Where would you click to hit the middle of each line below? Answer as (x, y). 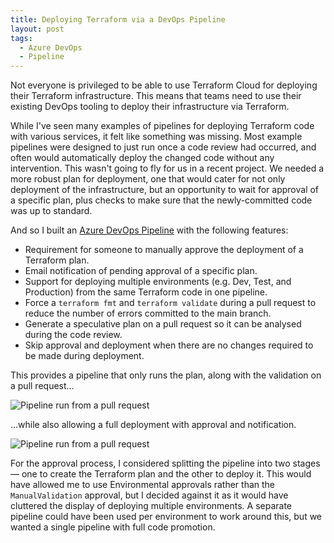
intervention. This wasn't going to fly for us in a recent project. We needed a (167, 168)
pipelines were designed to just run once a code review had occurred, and (163, 147)
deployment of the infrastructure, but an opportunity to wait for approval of (165, 190)
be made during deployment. (84, 356)
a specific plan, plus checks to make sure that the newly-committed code (161, 200)
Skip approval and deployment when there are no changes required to (169, 345)
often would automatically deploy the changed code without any (142, 158)
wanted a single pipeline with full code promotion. (113, 527)
